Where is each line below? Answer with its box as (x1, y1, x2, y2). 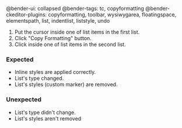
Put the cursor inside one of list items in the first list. (14, 29, 140, 35)
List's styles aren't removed (14, 115, 82, 122)
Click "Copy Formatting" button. (14, 35, 92, 41)
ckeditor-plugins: (6, 11, 47, 18)
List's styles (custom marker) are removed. (14, 81, 118, 88)
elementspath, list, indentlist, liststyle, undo (6, 17, 110, 24)
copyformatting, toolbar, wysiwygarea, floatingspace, (48, 11, 177, 18)
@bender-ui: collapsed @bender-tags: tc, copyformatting (6, 5, 144, 12)
